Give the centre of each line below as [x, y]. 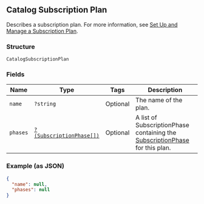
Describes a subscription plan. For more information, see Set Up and [92, 24]
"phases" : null [31, 190]
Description [165, 90]
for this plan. [153, 148]
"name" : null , [29, 184]
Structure [21, 47]
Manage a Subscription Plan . [42, 31]
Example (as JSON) [36, 166]
